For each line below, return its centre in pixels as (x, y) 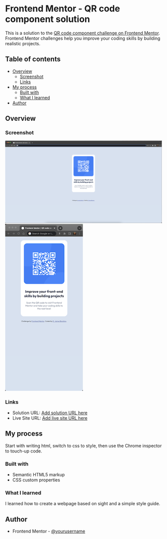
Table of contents (33, 59)
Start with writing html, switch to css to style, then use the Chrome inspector (83, 446)
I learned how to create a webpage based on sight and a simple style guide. (83, 504)
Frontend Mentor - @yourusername (49, 531)
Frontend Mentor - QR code (63, 9)
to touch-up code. (24, 451)
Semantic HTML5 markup (39, 475)
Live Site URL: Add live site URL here (50, 418)
